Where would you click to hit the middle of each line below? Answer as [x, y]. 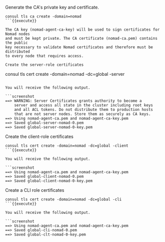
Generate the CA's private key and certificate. [52, 7]
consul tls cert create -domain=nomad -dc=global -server [65, 74]
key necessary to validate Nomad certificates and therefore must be [79, 47]
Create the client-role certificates [39, 137]
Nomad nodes [17, 34]
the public [16, 43]
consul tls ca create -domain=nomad [43, 17]
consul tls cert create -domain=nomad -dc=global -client [67, 146]
